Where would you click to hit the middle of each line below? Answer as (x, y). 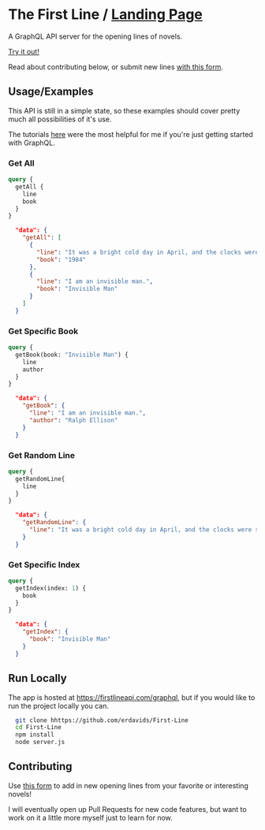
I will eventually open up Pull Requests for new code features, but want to (127, 809)
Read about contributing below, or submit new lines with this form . (116, 67)
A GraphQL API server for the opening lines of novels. (95, 36)
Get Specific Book (43, 331)
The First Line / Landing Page (106, 15)
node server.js (40, 743)
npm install (35, 735)
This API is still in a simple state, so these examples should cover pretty (124, 110)
